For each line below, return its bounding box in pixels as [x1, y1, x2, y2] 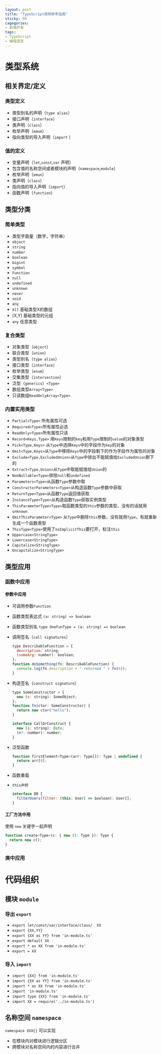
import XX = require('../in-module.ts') [12, 999, 95, 1004]
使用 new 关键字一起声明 [5, 824, 52, 829]
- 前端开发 [5, 25, 24, 30]
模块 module [5, 895, 39, 903]
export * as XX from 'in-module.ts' [12, 944, 86, 949]
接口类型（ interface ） [12, 362, 58, 368]
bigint [12, 260, 26, 265]
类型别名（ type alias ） [12, 356, 59, 362]
